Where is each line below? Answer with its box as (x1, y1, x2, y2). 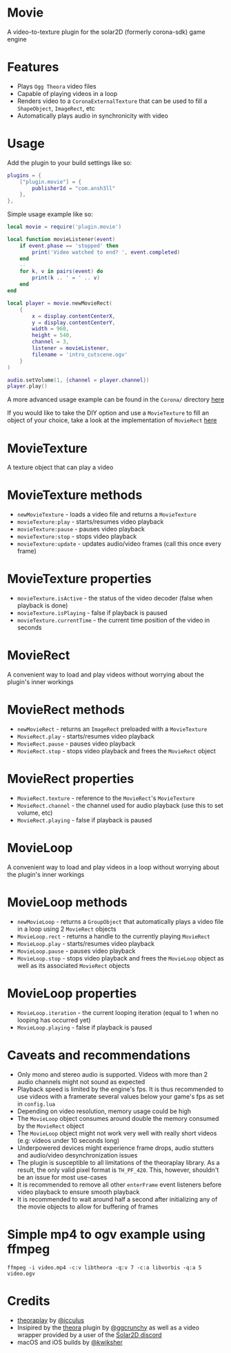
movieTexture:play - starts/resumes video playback (17, 518, 164, 526)
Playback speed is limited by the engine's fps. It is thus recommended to (17, 1085, 224, 1093)
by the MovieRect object (17, 1122, 85, 1130)
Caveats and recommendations (7, 1047, 191, 1063)
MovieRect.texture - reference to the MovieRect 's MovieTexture (17, 793, 195, 802)
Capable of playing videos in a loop (17, 89, 118, 97)
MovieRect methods (7, 702, 125, 718)
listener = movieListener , (32, 345, 110, 352)
